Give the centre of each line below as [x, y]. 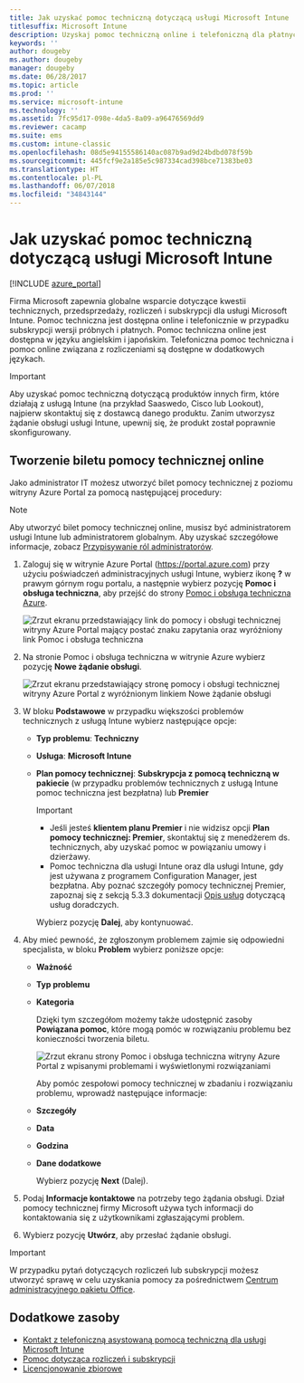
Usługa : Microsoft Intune [84, 756]
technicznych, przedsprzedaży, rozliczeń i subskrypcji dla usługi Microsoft [148, 310]
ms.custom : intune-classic [60, 144]
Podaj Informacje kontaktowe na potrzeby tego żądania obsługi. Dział [153, 1198]
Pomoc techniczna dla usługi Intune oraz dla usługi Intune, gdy [166, 866]
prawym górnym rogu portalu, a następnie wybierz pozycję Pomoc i [149, 583]
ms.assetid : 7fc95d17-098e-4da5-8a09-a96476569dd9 [107, 119]
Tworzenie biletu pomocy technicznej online [137, 461]
